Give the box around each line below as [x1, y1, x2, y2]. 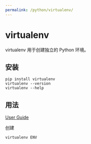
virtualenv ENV [5, 135, 37, 140]
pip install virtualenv [5, 77, 56, 82]
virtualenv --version [5, 81, 51, 86]
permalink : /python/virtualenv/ [5, 7, 73, 13]
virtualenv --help [5, 86, 44, 91]
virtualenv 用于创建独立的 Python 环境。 [5, 47, 89, 53]
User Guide [5, 115, 29, 121]
